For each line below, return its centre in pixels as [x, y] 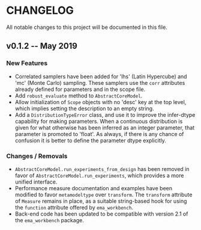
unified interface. [36, 182]
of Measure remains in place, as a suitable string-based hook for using [101, 201]
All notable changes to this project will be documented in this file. [87, 27]
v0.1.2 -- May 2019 [42, 46]
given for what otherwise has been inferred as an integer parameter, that [105, 128]
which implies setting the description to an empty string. [84, 108]
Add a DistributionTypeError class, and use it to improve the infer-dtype [105, 114]
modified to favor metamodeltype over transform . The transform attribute [103, 194]
